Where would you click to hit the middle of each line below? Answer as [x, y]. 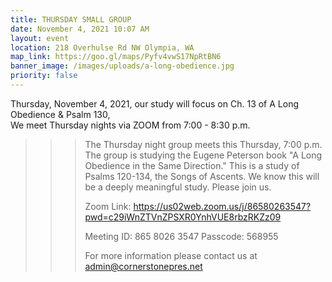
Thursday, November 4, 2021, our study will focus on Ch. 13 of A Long [155, 103]
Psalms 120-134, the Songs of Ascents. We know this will [202, 176]
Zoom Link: [108, 206]
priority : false [44, 76]
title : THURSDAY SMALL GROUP [71, 19]
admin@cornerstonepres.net [143, 266]
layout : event [40, 38]
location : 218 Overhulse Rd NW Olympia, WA [102, 47]
